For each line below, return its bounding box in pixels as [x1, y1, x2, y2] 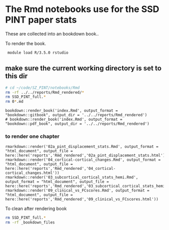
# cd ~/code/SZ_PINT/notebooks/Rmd [5, 85, 80, 90]
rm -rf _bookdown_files [5, 220, 55, 225]
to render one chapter [5, 133, 60, 140]
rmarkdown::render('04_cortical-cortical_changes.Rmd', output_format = [5, 157, 161, 162]
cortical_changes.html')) [5, 170, 59, 176]
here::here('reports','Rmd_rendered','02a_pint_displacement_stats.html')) [5, 153, 167, 158]
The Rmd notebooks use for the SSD [5, 4, 159, 15]
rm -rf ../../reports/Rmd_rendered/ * [5, 90, 84, 95]
